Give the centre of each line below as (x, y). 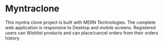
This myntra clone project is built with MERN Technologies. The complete (81, 22)
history (12, 38)
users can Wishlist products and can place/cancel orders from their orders (82, 33)
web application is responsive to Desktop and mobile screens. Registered (81, 27)
